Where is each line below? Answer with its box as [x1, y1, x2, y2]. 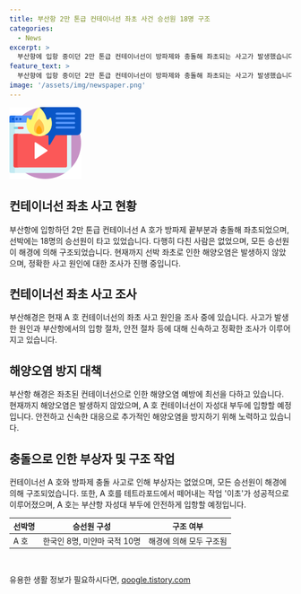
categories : [9, 23, 54, 33]
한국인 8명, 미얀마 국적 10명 [42, 535, 142, 546]
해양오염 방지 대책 [9, 363, 102, 379]
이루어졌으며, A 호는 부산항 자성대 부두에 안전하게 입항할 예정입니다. [9, 499, 246, 510]
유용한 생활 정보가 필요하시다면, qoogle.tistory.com [9, 574, 191, 585]
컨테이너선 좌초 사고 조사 [9, 286, 137, 301]
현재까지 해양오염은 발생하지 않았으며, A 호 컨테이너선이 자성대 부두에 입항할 [9, 400, 276, 411]
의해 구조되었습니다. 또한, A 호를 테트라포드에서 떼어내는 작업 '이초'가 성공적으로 [9, 488, 289, 498]
